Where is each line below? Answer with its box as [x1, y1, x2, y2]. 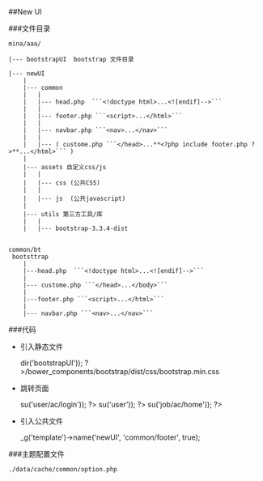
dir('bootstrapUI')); [19, 358, 83, 368]
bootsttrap [11, 253, 49, 261]
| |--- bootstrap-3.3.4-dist [23, 224, 129, 232]
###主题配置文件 [8, 449, 65, 458]
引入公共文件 [19, 416, 63, 426]
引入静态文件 [19, 342, 63, 351]
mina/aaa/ [8, 40, 42, 48]
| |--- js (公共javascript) [23, 194, 126, 202]
